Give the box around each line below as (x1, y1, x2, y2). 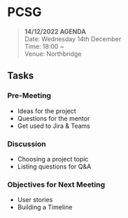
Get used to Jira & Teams (17, 122, 91, 130)
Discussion (7, 139, 47, 149)
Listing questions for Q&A (17, 162, 92, 170)
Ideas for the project (17, 106, 77, 115)
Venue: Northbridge (24, 50, 82, 58)
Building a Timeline (17, 203, 73, 212)
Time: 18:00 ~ (24, 42, 64, 50)
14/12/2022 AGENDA (24, 27, 86, 36)
